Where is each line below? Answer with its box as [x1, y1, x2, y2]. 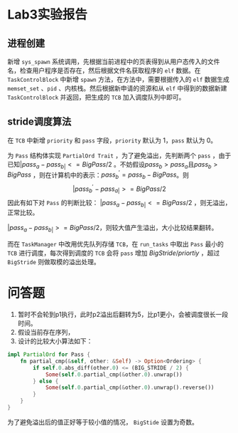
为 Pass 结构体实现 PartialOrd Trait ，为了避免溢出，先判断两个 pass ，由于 [7, 151, 232, 160]
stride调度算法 [7, 115, 72, 128]
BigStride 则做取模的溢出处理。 [7, 258, 101, 266]
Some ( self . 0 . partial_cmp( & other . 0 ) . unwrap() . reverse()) [45, 384, 215, 392]
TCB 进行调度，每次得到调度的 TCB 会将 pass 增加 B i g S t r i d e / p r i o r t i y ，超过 [7, 249, 220, 257]
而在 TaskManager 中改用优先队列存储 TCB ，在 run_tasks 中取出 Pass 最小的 [7, 240, 224, 249]
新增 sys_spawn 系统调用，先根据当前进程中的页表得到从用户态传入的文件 [7, 58, 220, 66]
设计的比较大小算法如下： [17, 337, 93, 345]
